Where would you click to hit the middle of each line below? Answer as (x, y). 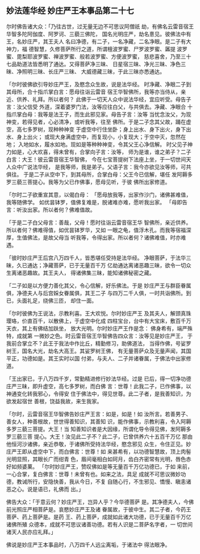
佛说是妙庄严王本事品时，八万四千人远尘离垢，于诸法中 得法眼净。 (88, 544)
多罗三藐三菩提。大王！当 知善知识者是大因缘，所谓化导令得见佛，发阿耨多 (99, 429)
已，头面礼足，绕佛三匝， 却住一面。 (51, 300)
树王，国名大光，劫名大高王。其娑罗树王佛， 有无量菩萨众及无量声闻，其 (96, 351)
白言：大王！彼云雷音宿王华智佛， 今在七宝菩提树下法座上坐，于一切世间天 (99, 159)
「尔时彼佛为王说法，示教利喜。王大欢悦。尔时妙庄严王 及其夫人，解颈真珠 (99, 313)
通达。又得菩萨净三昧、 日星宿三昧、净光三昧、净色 (117, 64)
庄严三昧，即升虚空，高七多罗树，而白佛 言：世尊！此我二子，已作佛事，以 (99, 386)
